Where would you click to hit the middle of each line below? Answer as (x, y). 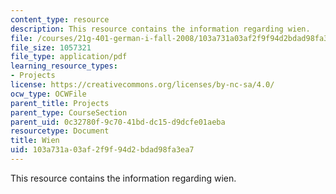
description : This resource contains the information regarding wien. (160, 29)
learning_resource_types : (64, 66)
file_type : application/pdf (69, 57)
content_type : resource (60, 19)
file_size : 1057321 (51, 47)
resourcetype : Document (60, 131)
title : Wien (35, 141)
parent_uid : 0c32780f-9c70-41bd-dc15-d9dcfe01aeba (118, 122)
